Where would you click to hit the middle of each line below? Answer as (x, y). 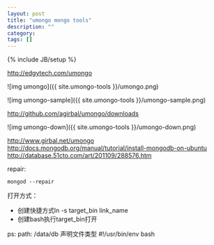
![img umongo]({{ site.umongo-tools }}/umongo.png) (83, 87)
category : (22, 33)
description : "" (31, 27)
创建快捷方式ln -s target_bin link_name (73, 211)
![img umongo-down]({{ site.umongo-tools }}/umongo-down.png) (102, 127)
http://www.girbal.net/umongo (51, 141)
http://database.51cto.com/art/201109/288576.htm (79, 156)
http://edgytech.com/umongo (50, 73)
